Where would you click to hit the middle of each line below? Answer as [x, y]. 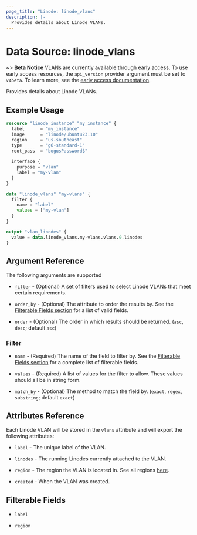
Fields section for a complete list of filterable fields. [77, 362]
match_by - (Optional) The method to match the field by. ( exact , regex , [98, 391]
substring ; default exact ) [45, 397]
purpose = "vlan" [38, 167]
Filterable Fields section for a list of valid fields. [72, 310]
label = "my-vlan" [39, 172]
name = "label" [35, 205]
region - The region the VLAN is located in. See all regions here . [92, 470]
